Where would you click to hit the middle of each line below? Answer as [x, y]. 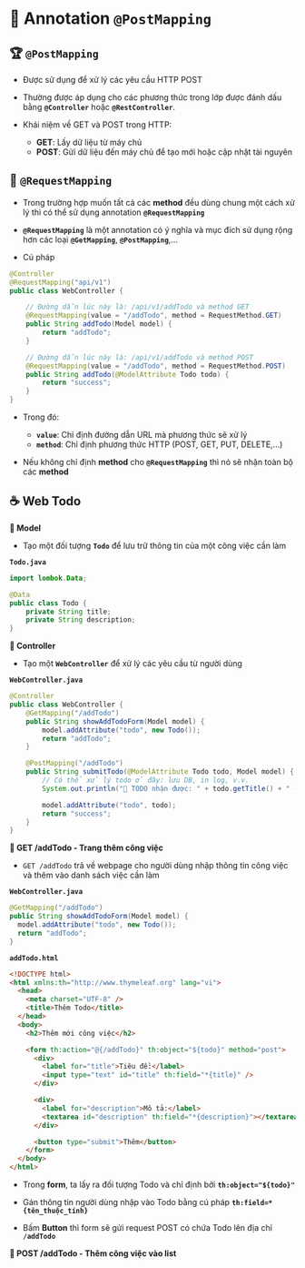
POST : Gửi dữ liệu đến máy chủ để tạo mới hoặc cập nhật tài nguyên [164, 152]
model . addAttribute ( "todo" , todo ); [109, 805]
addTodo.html [34, 958]
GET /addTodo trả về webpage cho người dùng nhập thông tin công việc [155, 866]
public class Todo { [49, 603]
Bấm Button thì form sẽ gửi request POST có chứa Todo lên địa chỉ [147, 1227]
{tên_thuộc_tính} [55, 1211]
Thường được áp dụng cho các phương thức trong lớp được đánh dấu [152, 97]
